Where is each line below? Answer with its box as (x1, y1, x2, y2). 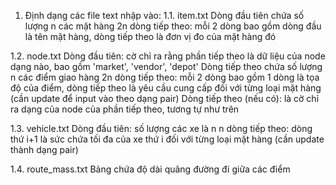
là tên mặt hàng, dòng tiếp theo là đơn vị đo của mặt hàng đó (24, 31, 277, 42)
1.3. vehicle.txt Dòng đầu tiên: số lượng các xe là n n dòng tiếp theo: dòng (10, 123, 313, 134)
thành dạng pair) (10, 144, 79, 155)
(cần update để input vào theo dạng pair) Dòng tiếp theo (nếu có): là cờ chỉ (10, 93, 320, 104)
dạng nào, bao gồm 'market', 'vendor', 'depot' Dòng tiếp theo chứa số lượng (10, 61, 323, 72)
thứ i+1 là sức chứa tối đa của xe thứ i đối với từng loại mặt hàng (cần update (10, 133, 325, 145)
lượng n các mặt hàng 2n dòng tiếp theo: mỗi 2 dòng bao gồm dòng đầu (24, 20, 322, 32)
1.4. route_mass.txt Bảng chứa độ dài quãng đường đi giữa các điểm (10, 163, 291, 175)
